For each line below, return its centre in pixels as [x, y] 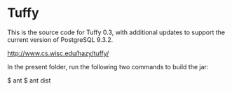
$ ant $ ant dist [29, 80]
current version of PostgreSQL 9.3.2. [60, 39]
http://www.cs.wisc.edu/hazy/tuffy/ [58, 53]
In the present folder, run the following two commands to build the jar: [108, 66]
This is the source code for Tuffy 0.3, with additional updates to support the [116, 32]
